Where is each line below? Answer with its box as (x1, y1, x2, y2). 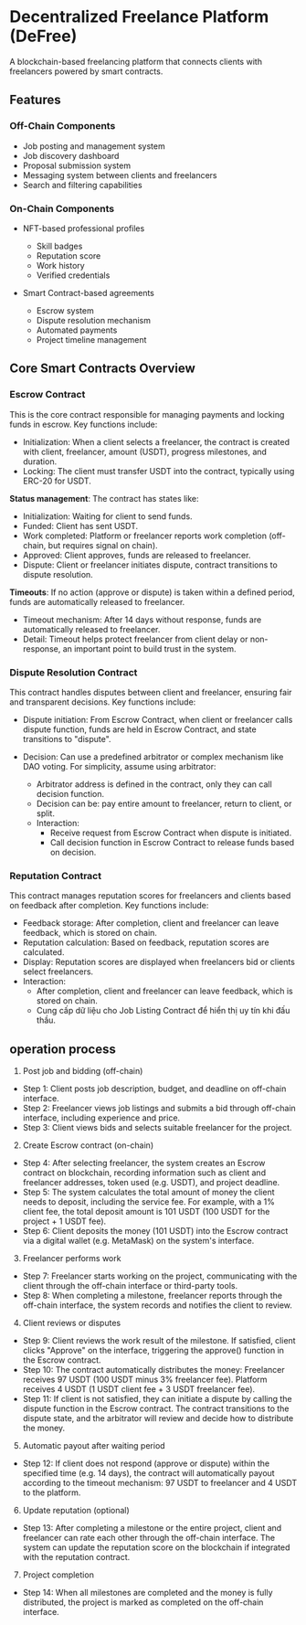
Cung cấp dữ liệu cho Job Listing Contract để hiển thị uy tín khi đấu (36, 1005, 290, 1016)
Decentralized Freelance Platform (9, 6, 269, 27)
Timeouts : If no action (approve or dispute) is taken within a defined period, (9, 587, 295, 598)
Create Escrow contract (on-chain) (22, 1140, 153, 1151)
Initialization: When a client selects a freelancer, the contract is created (22, 436, 290, 447)
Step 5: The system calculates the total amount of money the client (22, 1186, 275, 1198)
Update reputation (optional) (22, 1505, 130, 1516)
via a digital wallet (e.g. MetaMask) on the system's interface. (22, 1236, 255, 1247)
